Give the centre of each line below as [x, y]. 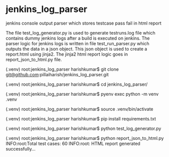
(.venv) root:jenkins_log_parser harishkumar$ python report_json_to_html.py [85, 138]
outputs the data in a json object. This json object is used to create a [76, 49]
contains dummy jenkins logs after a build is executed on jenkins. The [78, 38]
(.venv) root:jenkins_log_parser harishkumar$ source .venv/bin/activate [79, 109]
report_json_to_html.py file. [34, 59]
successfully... [21, 148]
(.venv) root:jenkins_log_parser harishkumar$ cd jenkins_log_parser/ [77, 84]
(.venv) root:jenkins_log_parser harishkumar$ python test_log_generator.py [83, 128]
